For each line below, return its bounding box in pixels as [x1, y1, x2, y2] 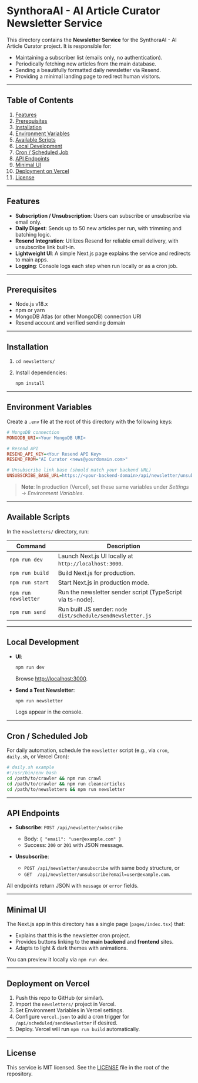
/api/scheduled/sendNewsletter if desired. [15, 1019, 118, 1026]
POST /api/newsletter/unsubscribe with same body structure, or [24, 865, 180, 872]
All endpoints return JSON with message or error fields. [6, 882, 139, 889]
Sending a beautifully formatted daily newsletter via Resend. [15, 66, 161, 73]
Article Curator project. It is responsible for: [6, 42, 112, 50]
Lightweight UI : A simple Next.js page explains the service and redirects [15, 250, 191, 257]
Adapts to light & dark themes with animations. [15, 944, 128, 951]
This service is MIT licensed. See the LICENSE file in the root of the [6, 1064, 169, 1071]
